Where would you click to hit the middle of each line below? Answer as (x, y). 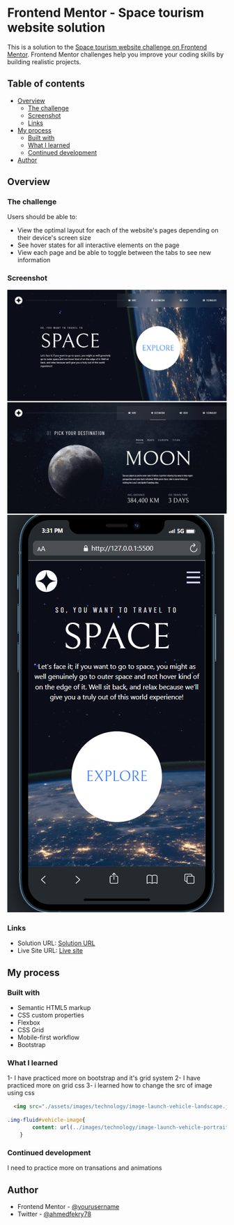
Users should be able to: (42, 217)
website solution (56, 28)
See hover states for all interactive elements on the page (98, 245)
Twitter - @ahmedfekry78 (54, 1214)
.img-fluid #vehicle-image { (46, 1120)
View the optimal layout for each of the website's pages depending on (118, 230)
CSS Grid (30, 1030)
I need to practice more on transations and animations (85, 1168)
